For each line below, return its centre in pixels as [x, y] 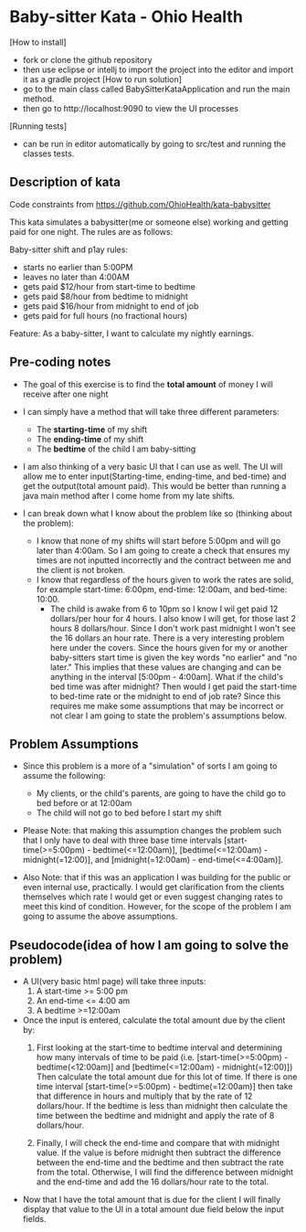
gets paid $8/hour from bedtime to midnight [106, 296]
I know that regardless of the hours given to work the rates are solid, [165, 579]
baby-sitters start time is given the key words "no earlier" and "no [174, 657]
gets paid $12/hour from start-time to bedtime [109, 286]
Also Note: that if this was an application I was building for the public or [157, 877]
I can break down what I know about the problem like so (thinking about [157, 513]
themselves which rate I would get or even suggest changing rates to [153, 897]
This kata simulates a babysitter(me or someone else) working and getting [149, 222]
